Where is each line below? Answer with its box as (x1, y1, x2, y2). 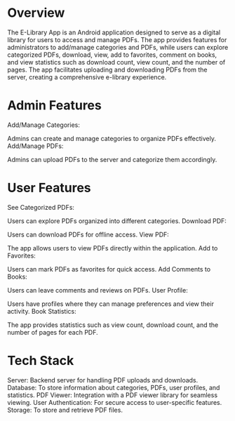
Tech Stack (7, 353, 74, 368)
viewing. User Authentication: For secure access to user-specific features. (7, 398, 222, 406)
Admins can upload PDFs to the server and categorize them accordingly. (7, 155, 217, 163)
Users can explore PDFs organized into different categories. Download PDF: (7, 216, 227, 225)
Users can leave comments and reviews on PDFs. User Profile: (7, 286, 188, 294)
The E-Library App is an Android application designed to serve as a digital (7, 28, 221, 36)
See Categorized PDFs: (7, 203, 75, 211)
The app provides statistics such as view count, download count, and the (7, 321, 219, 329)
